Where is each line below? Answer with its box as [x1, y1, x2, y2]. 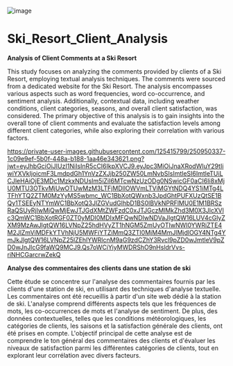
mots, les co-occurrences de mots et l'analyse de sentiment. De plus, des [7, 306, 218, 315]
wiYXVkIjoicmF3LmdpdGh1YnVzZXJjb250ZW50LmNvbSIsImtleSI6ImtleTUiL [7, 169, 223, 177]
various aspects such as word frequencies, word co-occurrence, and [7, 89, 205, 97]
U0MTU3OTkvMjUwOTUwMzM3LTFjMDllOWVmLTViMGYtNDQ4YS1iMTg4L [7, 184, 224, 192]
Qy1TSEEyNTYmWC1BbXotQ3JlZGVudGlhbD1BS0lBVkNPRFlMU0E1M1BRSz [7, 199, 223, 207]
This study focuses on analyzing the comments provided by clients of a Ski [7, 67, 222, 76]
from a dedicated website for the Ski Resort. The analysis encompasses [7, 82, 213, 90]
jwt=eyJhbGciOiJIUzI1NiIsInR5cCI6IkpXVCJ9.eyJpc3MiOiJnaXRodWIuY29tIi [7, 162, 224, 170]
